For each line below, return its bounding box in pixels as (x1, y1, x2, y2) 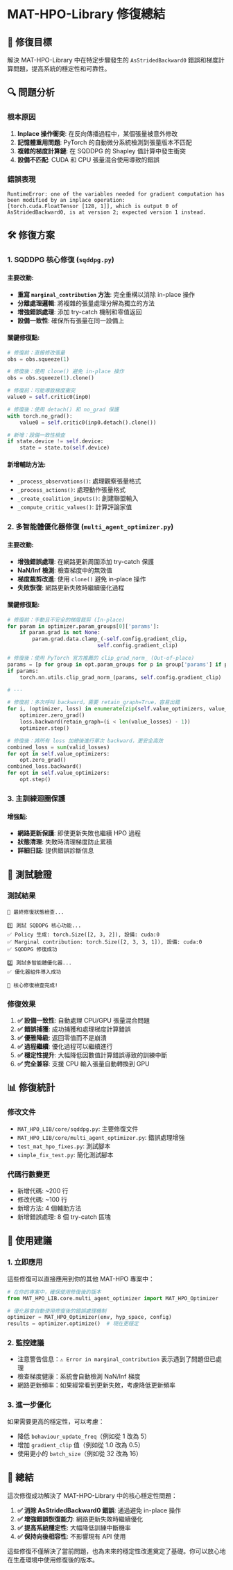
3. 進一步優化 (7, 1400, 51, 1410)
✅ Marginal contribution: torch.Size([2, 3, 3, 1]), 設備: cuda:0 (7, 938, 202, 946)
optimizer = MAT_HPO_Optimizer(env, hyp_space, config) (7, 1314, 172, 1321)
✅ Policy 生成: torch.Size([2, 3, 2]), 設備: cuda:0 (7, 931, 160, 938)
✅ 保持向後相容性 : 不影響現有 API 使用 (17, 1532, 126, 1540)
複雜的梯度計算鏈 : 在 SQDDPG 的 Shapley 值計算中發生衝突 (17, 146, 186, 155)
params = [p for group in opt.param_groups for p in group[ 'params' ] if (7, 660, 222, 668)
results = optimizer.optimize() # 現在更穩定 (7, 1320, 139, 1327)
